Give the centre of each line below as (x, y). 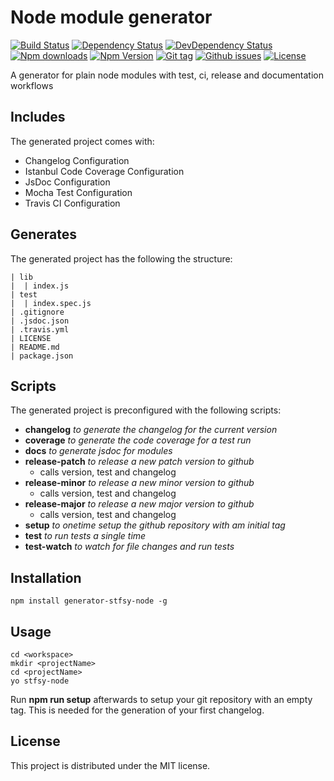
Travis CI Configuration (72, 203)
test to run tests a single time (85, 536)
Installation (46, 577)
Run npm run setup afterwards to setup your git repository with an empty (161, 699)
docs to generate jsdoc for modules (98, 451)
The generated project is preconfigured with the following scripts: (146, 410)
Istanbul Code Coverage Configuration (104, 171)
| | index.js (40, 286)
